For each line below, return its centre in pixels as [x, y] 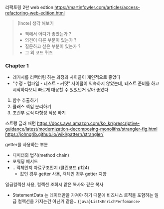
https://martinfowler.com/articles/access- [97, 7]
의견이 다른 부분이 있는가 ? [51, 40]
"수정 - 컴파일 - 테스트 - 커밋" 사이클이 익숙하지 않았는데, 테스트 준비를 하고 [86, 83]
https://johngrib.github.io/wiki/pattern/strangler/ [54, 134]
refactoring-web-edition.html [35, 13]
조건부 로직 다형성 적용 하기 [39, 113]
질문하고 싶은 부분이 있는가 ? [53, 46]
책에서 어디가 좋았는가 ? [48, 34]
